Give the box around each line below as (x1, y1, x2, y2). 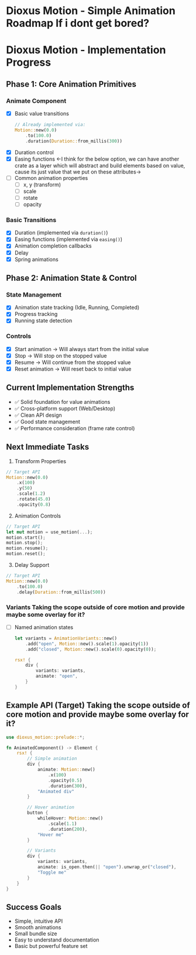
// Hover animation (27, 804, 75, 810)
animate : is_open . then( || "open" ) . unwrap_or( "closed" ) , (37, 864, 177, 870)
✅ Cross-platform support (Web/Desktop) (14, 405, 116, 412)
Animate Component (6, 97, 67, 105)
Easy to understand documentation (14, 936, 99, 943)
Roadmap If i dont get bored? (6, 16, 150, 30)
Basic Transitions (6, 216, 57, 224)
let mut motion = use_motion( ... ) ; (6, 529, 93, 535)
